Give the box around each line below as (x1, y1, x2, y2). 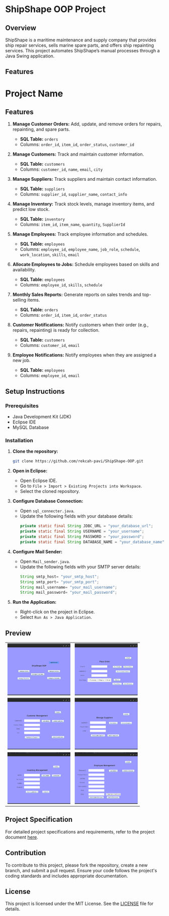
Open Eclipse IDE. (20, 477, 57, 484)
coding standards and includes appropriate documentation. (5, 873, 128, 879)
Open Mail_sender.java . (20, 558, 70, 565)
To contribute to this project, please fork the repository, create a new (5, 862, 148, 868)
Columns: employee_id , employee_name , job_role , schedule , (20, 246, 140, 252)
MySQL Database (12, 425, 49, 431)
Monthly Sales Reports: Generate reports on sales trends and (12, 292, 142, 298)
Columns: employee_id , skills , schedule (20, 282, 103, 288)
